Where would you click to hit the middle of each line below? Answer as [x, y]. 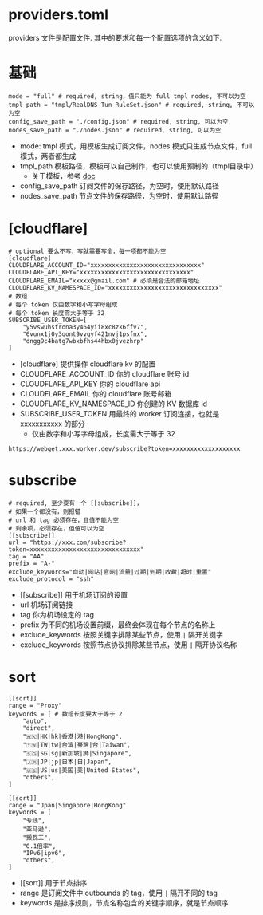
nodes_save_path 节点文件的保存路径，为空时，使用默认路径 [119, 195]
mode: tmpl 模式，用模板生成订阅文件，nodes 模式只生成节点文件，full [136, 146]
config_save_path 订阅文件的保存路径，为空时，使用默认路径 [120, 186]
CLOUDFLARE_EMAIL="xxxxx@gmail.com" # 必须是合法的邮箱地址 [104, 281]
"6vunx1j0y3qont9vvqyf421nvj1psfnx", [85, 334]
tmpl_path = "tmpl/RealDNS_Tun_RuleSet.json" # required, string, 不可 [128, 105]
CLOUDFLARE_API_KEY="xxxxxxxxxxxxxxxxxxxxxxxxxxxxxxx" [101, 272]
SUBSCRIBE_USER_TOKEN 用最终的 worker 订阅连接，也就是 [120, 413]
